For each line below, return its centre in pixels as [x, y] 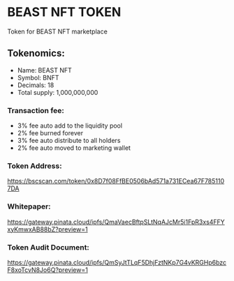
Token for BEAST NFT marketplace [58, 31]
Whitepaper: [29, 206]
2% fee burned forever [50, 133]
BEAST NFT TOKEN [64, 12]
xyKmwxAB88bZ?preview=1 [48, 229]
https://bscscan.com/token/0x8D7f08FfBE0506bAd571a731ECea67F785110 [116, 181]
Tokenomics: [36, 53]
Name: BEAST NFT [44, 70]
